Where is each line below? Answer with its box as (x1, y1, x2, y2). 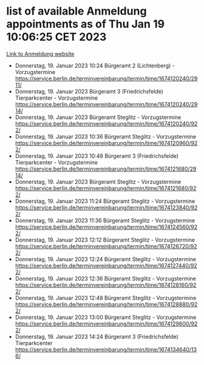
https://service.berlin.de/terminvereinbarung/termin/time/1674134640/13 (15, 346, 197, 353)
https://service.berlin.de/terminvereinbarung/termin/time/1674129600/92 (15, 320, 198, 327)
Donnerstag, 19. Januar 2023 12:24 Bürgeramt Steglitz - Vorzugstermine (15, 255, 196, 262)
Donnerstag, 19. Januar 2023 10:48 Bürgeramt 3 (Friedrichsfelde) (15, 152, 179, 159)
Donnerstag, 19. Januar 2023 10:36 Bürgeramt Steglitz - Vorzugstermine (15, 132, 197, 140)
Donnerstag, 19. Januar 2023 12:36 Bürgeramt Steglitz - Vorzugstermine (15, 275, 196, 282)
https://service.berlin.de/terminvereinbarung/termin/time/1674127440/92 (15, 262, 197, 269)
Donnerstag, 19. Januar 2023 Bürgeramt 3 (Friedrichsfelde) (15, 87, 164, 95)
